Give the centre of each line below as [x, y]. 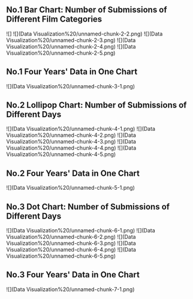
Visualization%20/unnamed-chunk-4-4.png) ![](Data [71, 148]
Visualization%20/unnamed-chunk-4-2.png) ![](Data [71, 135]
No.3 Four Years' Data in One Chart [73, 275]
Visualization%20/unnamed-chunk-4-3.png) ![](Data [71, 142]
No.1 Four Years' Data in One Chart [72, 72]
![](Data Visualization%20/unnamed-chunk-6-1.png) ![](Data [81, 231]
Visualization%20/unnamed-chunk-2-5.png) [61, 53]
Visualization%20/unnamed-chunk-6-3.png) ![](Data [71, 243]
